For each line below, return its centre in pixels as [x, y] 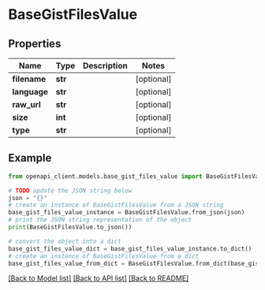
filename [29, 79]
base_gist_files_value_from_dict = [67, 263]
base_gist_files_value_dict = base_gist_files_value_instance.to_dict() [130, 249]
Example [30, 158]
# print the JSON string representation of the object [100, 220]
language [30, 92]
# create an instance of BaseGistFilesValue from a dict [104, 256]
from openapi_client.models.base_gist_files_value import [105, 176]
